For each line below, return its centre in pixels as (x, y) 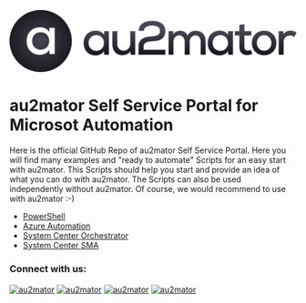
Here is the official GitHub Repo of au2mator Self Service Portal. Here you (148, 150)
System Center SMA (61, 246)
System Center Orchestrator (76, 236)
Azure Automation (56, 226)
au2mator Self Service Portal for (134, 106)
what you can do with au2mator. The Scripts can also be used (125, 179)
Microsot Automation (92, 125)
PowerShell (44, 217)
